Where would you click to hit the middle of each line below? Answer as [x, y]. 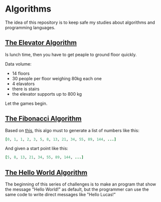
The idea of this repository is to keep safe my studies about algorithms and [80, 22]
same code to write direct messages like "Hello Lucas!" [60, 195]
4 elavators [23, 84]
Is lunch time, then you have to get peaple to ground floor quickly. [71, 54]
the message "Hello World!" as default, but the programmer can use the [77, 189]
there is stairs [26, 89]
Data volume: [18, 64]
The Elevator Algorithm [41, 43]
